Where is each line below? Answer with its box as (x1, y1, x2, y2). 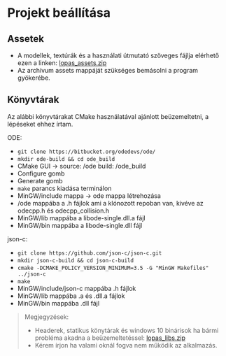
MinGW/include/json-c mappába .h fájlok (17, 284, 136, 292)
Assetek (7, 33, 44, 45)
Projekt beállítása (7, 5, 111, 21)
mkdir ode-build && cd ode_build (17, 155, 115, 162)
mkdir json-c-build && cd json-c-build (17, 257, 134, 264)
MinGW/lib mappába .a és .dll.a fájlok (17, 292, 125, 300)
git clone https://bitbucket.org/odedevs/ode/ (17, 148, 156, 155)
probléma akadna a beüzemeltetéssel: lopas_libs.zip (34, 334, 185, 342)
